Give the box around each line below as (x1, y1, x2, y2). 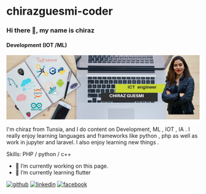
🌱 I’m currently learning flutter (15, 169, 91, 176)
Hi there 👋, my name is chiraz (6, 26, 95, 35)
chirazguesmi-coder (6, 4, 113, 18)
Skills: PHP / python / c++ (6, 151, 72, 158)
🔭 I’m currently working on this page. (15, 162, 109, 170)
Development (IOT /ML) (6, 41, 67, 48)
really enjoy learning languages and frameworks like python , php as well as (6, 132, 198, 140)
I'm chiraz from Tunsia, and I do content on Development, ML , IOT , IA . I (6, 125, 190, 133)
